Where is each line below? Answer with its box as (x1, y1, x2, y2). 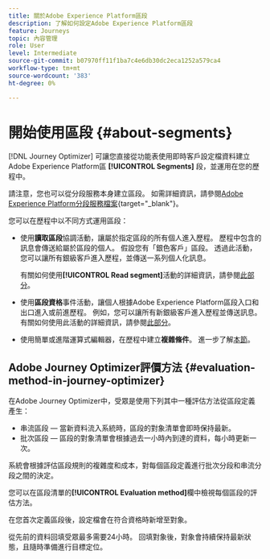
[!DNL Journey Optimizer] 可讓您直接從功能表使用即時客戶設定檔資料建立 (8, 151, 251, 161)
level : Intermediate (8, 49, 78, 57)
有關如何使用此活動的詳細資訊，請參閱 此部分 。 (19, 317, 175, 327)
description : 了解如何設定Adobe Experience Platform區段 (8, 19, 194, 27)
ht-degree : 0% (8, 79, 56, 87)
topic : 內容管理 (8, 34, 58, 43)
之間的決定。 (14, 470, 58, 480)
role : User (8, 42, 45, 50)
